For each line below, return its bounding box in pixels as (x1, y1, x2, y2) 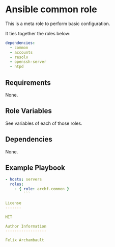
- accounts (10, 50, 33, 55)
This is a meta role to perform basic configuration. (5, 20, 110, 27)
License (5, 200, 22, 206)
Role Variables (5, 106, 52, 116)
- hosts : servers (5, 177, 42, 182)
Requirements (5, 78, 51, 87)
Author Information (5, 223, 47, 229)
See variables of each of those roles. (5, 120, 82, 126)
